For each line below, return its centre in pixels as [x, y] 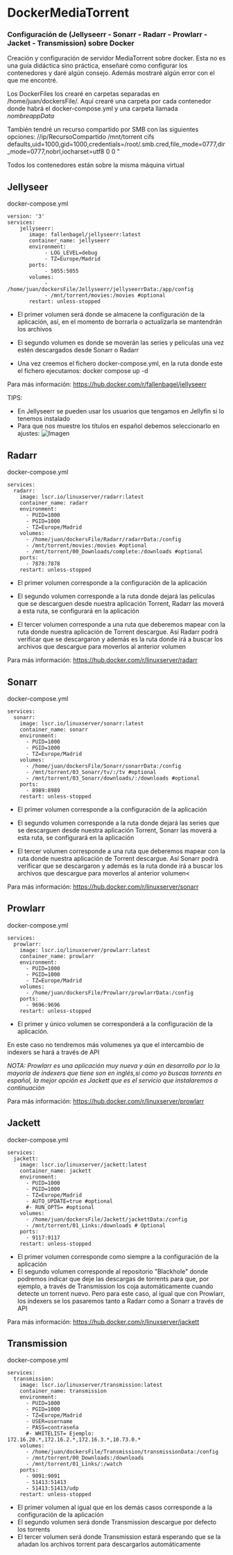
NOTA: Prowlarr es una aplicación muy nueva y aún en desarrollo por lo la [114, 1065]
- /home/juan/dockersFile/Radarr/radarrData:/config [103, 540]
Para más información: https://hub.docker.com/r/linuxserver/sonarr [103, 887]
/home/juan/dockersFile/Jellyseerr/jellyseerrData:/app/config [101, 290]
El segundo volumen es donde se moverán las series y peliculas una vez [121, 343]
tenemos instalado [44, 419]
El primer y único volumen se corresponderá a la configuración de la [115, 1023]
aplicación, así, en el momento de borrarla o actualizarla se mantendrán [120, 322]
